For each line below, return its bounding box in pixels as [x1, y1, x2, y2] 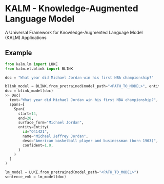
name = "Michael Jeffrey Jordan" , [22, 134, 89, 139]
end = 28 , [18, 116, 34, 121]
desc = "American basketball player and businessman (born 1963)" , [22, 138, 159, 143]
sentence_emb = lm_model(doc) [5, 174, 67, 179]
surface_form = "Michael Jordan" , [18, 120, 84, 125]
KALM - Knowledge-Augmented [5, 3, 138, 14]
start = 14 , [18, 111, 38, 116]
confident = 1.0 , [22, 143, 54, 148]
